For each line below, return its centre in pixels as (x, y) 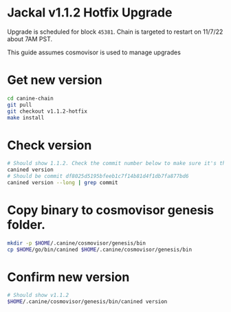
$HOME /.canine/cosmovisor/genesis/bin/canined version (87, 302)
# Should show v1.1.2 (38, 296)
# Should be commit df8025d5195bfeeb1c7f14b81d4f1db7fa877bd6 (98, 177)
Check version (49, 145)
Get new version (55, 80)
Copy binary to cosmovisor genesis (111, 210)
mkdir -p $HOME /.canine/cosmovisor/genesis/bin (77, 243)
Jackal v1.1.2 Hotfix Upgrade (90, 13)
